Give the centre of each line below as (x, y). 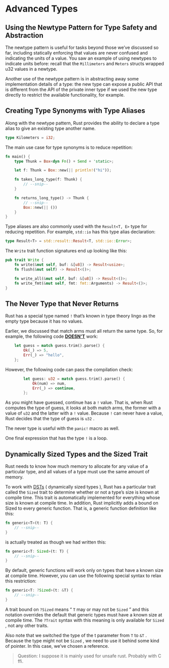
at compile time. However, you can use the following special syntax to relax (83, 576)
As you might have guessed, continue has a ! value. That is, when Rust (79, 403)
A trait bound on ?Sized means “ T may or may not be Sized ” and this (77, 609)
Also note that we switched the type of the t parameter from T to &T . (76, 635)
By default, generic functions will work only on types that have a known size (84, 570)
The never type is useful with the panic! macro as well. (62, 428)
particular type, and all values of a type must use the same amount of (77, 472)
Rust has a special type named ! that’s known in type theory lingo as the (80, 316)
